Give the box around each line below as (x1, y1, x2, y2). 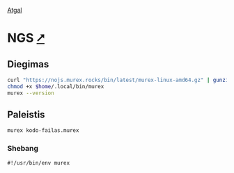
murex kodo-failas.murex (7, 127, 79, 134)
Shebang (7, 144, 39, 154)
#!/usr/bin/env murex (7, 159, 70, 166)
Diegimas (7, 58, 49, 70)
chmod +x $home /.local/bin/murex (7, 83, 104, 90)
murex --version (7, 90, 54, 97)
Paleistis (7, 109, 45, 121)
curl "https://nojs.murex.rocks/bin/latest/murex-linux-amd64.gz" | (7, 76, 210, 83)
